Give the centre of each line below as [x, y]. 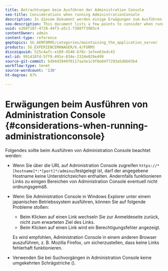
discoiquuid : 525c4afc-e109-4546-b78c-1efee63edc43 [60, 52]
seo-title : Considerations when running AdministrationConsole [72, 15]
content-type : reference [31, 38]
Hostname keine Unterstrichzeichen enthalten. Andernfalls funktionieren [87, 176]
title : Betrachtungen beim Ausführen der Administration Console [74, 10]
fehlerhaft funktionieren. [37, 248]
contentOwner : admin [27, 33]
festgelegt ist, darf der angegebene [112, 171]
